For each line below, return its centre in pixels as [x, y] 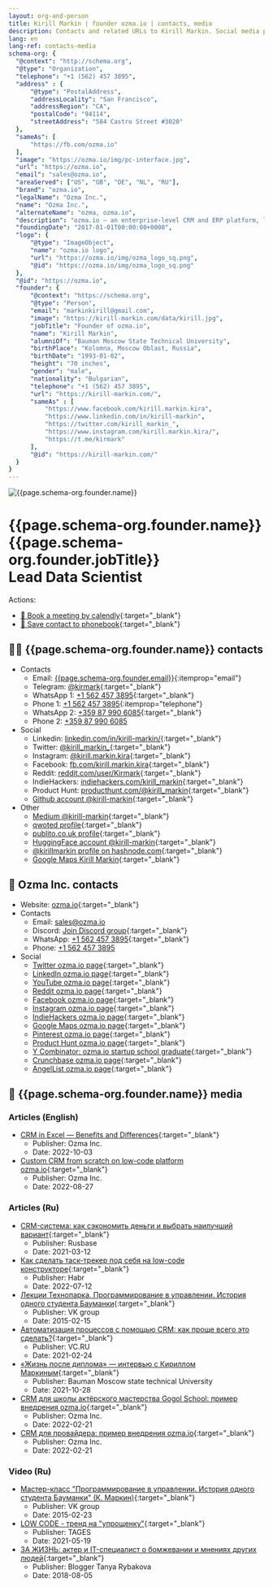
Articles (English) [43, 1117]
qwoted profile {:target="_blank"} [87, 824]
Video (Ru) [30, 1471]
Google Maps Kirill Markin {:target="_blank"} [106, 859]
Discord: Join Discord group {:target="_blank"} [110, 930]
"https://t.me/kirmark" [85, 439]
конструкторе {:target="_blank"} [75, 1268]
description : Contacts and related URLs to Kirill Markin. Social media [134, 31]
